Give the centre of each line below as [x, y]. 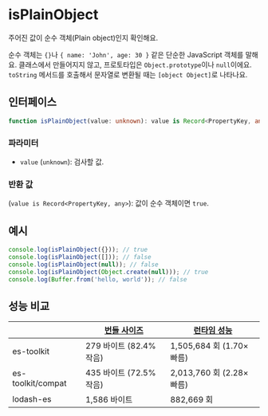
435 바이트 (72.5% [120, 373]
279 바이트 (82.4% [120, 346]
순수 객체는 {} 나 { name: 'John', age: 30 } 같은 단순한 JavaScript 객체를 [126, 54]
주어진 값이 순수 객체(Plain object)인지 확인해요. [83, 37]
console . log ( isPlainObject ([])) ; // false [80, 257]
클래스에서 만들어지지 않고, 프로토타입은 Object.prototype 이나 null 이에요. [136, 65]
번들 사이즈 [124, 331]
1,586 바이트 [109, 400]
